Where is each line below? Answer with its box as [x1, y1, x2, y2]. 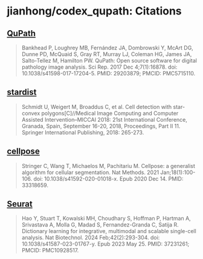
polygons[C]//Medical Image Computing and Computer [41, 110, 179, 117]
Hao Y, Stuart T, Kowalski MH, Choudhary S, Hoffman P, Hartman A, [21, 215, 191, 222]
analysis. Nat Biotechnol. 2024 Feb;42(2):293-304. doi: [21, 234, 160, 242]
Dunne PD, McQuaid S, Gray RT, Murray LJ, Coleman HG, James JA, [21, 51, 192, 58]
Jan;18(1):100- [160, 169, 196, 176]
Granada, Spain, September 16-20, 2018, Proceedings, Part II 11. [21, 122, 181, 129]
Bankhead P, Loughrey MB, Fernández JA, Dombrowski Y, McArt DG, [21, 44, 194, 51]
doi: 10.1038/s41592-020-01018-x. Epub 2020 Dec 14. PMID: [33, 175, 184, 182]
